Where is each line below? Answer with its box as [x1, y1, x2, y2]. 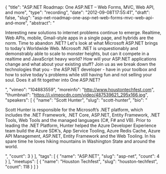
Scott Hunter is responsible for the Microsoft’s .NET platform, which [5, 107, 143, 113]
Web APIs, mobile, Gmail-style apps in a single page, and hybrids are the [5, 35, 154, 41]
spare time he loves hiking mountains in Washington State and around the [5, 138, 156, 144]
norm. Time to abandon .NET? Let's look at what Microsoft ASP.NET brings [5, 40, 158, 46]
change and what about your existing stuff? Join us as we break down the [5, 61, 156, 67]
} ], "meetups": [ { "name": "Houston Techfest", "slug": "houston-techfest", [5, 159, 158, 164]
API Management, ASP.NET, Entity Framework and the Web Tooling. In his [5, 133, 156, 139]
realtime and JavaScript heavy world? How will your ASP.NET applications [5, 56, 157, 61]
